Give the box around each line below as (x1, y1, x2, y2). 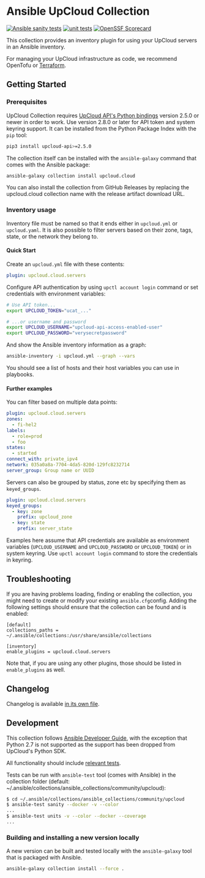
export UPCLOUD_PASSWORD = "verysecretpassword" (6, 330, 127, 336)
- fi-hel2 (12, 421, 37, 428)
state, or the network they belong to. (6, 232, 99, 240)
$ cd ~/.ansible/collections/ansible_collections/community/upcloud (6, 796, 185, 802)
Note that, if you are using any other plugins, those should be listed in (6, 659, 182, 667)
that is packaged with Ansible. (6, 854, 83, 861)
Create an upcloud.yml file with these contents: (6, 260, 125, 268)
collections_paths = (6, 627, 59, 633)
